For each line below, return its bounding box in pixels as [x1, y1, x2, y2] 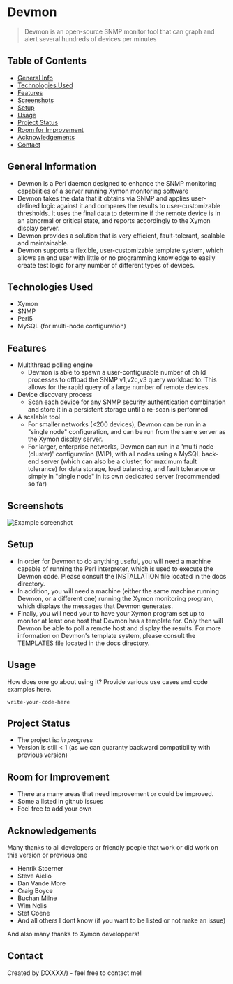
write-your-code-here [7, 698, 70, 706]
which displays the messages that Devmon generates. [17, 602, 173, 610]
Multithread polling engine [17, 361, 93, 369]
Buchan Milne [17, 894, 57, 902]
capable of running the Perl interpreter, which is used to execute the [17, 564, 213, 573]
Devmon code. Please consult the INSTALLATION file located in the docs [17, 572, 227, 580]
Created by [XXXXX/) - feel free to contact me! [7, 969, 142, 977]
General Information [7, 161, 97, 173]
